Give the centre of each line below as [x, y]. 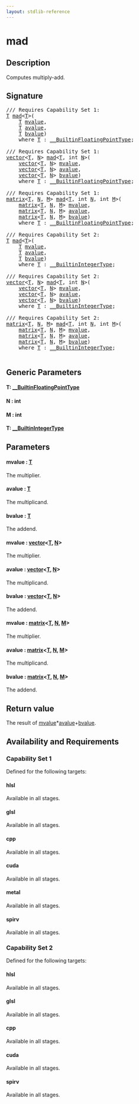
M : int [14, 414]
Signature [25, 96]
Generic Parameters [44, 372]
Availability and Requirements [63, 742]
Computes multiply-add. [35, 77]
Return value [30, 708]
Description [28, 63]
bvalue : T [19, 515]
